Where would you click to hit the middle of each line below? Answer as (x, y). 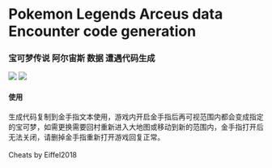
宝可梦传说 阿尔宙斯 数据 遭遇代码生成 (82, 58)
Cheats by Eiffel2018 (43, 154)
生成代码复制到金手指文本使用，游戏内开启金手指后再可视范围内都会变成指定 (136, 116)
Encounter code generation (102, 31)
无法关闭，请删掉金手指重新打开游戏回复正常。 (86, 137)
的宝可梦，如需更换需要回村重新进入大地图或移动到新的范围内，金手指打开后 (136, 127)
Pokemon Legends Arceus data (116, 14)
